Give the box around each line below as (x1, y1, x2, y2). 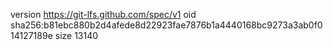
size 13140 (54, 30, 99, 41)
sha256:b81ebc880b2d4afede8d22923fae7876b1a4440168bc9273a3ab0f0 (10, 19, 323, 31)
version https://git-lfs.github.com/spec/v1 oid (10, 9, 197, 20)
